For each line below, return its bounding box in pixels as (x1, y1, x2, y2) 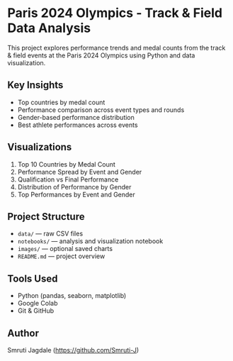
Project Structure (7, 211, 85, 223)
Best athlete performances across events (17, 121, 138, 129)
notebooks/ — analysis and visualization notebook (17, 237, 164, 245)
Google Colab (17, 299, 58, 308)
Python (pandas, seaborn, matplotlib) (17, 291, 127, 300)
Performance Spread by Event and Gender (17, 167, 142, 176)
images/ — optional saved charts (17, 245, 113, 253)
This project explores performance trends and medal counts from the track (7, 43, 226, 52)
